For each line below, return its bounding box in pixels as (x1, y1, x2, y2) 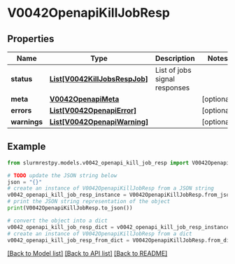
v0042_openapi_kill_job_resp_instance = (7, 191, 127, 199)
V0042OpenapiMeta (49, 95, 120, 104)
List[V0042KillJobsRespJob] (49, 74, 148, 83)
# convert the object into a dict (7, 217, 108, 224)
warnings (10, 117, 43, 127)
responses (155, 83, 190, 92)
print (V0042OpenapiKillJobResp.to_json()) (7, 204, 133, 211)
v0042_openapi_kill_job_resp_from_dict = (7, 237, 130, 244)
